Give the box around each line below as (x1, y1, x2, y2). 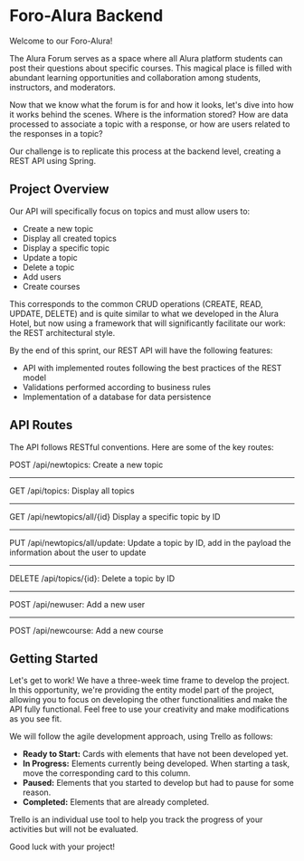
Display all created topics (22, 233, 118, 244)
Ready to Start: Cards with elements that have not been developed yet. (22, 749, 289, 760)
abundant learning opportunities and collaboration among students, (9, 72, 261, 82)
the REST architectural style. (9, 327, 116, 338)
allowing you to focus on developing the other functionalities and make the (9, 694, 288, 705)
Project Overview (9, 182, 109, 197)
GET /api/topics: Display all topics (9, 485, 135, 496)
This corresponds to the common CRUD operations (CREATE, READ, (9, 298, 264, 309)
